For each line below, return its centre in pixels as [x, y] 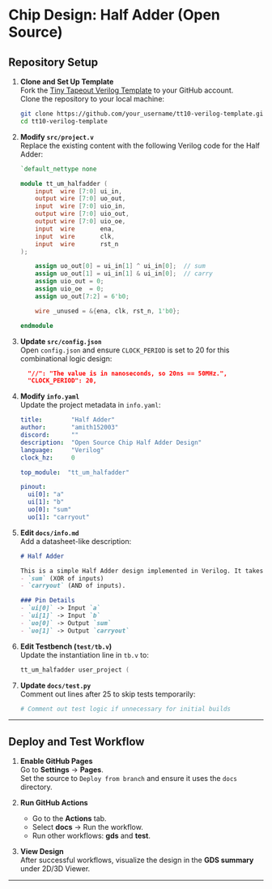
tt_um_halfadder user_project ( [74, 670]
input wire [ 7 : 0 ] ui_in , [79, 191]
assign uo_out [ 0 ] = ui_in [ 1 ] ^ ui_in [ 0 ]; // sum [121, 266]
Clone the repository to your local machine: [92, 99]
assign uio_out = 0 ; [70, 282]
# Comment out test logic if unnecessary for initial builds [125, 709]
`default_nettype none [58, 169]
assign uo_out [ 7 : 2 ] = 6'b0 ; [82, 296]
